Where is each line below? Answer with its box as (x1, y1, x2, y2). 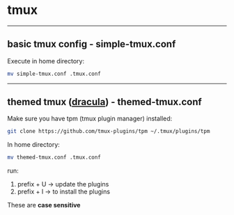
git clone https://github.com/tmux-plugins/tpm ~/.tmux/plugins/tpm (7, 128, 210, 135)
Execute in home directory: (7, 56, 85, 65)
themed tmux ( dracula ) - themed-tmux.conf (7, 96, 202, 108)
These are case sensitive (7, 201, 81, 209)
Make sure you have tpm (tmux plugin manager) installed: (7, 114, 173, 123)
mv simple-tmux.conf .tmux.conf (7, 70, 101, 77)
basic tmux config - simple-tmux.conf (7, 38, 176, 50)
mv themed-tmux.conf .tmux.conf (7, 154, 101, 161)
